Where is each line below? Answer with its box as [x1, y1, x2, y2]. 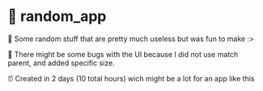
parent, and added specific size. [7, 58, 115, 68]
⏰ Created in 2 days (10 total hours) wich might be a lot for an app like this [7, 73, 255, 83]
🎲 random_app [7, 7, 107, 26]
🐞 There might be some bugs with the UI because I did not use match [7, 49, 239, 59]
